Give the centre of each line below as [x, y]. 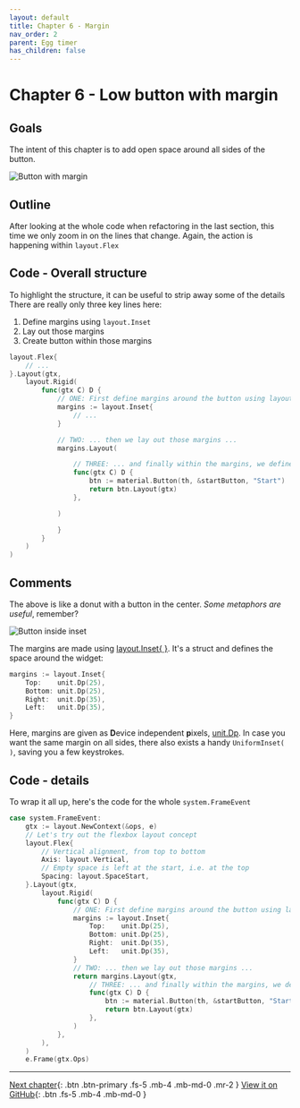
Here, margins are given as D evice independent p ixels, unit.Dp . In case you [147, 733]
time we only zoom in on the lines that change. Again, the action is [131, 235]
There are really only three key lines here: [86, 304]
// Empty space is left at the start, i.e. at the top [146, 868]
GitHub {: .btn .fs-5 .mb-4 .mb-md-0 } [78, 1095]
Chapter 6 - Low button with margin [144, 95]
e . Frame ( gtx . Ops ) [58, 1060]
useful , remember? [44, 613]
